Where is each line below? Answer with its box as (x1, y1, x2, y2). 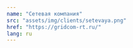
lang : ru (6, 30, 32, 37)
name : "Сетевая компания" (6, 10, 82, 18)
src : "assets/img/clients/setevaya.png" (6, 17, 127, 24)
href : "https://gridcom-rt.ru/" (6, 23, 101, 30)
